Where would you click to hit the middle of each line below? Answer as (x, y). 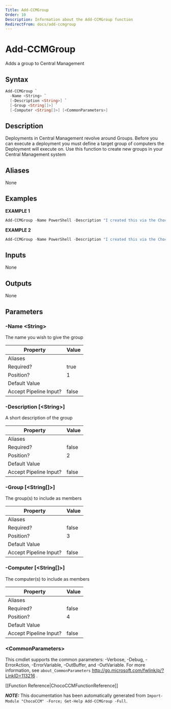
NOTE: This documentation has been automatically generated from (76, 696)
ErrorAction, (18, 665)
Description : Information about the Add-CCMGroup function (69, 19)
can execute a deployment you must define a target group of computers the (85, 144)
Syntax (17, 79)
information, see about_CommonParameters (48, 670)
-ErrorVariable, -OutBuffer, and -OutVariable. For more (88, 665)
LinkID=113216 (20, 676)
